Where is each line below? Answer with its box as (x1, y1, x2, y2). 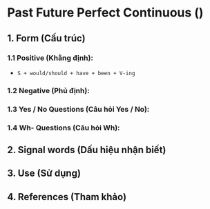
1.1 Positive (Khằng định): (7, 53, 93, 63)
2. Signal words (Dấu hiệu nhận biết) (7, 144, 166, 156)
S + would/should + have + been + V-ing (17, 70, 135, 77)
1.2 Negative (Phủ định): (7, 86, 90, 95)
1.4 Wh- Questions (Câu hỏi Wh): (7, 123, 120, 132)
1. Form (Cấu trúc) (7, 32, 86, 44)
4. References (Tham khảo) (7, 191, 126, 203)
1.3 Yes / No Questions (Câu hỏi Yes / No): (7, 104, 150, 114)
